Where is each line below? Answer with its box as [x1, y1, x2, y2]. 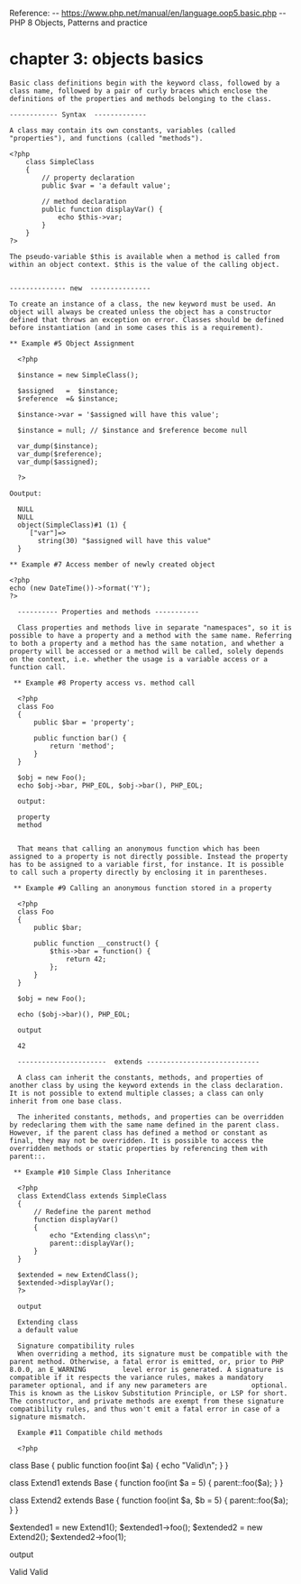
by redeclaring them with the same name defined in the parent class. [9, 1120, 280, 1129]
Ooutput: [9, 489, 42, 498]
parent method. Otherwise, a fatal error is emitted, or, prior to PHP [9, 1357, 284, 1366]
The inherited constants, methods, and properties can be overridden [17, 1112, 284, 1121]
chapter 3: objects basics [9, 49, 205, 69]
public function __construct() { [32, 938, 160, 948]
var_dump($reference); [17, 449, 103, 458]
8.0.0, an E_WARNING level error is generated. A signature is [9, 1365, 284, 1374]
